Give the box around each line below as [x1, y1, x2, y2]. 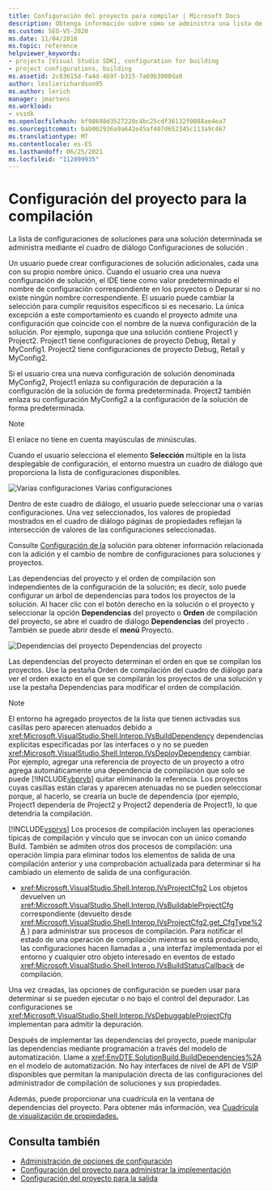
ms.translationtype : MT [8, 132, 89, 140]
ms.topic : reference [8, 42, 79, 50]
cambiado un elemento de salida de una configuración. [8, 868, 193, 877]
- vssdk [8, 110, 35, 118]
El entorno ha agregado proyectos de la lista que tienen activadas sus [8, 714, 241, 724]
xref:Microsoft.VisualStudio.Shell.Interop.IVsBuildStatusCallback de [19, 961, 245, 970]
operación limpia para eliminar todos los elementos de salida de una [8, 850, 236, 860]
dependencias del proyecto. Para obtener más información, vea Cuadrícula [8, 1103, 259, 1112]
